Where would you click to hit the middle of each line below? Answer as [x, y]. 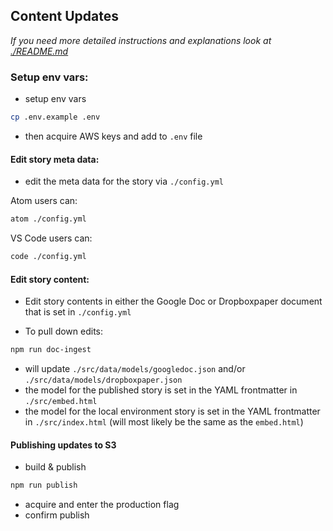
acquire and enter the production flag [102, 505]
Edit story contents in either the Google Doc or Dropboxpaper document [173, 301]
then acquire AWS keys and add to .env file [113, 136]
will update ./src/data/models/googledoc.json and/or [135, 369]
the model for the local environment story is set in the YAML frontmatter [172, 411]
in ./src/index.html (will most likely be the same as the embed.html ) [164, 422]
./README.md [39, 51]
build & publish [55, 467]
